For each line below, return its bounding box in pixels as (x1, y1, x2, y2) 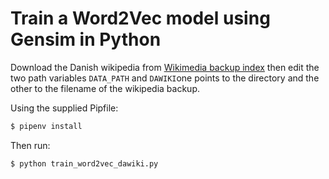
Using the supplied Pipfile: (10, 102, 119, 114)
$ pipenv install (10, 121, 83, 131)
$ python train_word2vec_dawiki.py (10, 158, 159, 169)
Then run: (10, 139, 51, 151)
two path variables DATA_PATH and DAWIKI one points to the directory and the (10, 72, 320, 84)
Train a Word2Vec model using (10, 7, 271, 30)
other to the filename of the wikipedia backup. (10, 82, 201, 94)
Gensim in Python (10, 28, 162, 51)
